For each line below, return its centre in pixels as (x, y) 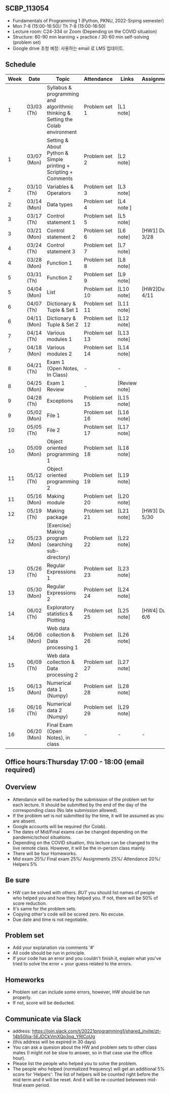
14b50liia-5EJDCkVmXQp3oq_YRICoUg (54, 1037)
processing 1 (62, 647)
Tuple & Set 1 (63, 310)
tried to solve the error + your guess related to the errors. (72, 964)
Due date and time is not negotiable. (50, 919)
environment (62, 132)
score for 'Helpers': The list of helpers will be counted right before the (86, 1074)
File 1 (53, 415)
